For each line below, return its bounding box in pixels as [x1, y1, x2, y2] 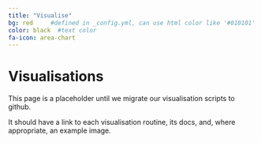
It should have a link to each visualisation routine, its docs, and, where [8, 118, 236, 127]
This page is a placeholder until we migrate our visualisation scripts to [8, 94, 235, 103]
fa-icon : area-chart [8, 33, 76, 42]
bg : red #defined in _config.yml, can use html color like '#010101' [8, 19, 256, 27]
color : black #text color [8, 26, 97, 34]
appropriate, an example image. [8, 126, 112, 135]
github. [8, 102, 32, 111]
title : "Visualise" [8, 11, 73, 20]
